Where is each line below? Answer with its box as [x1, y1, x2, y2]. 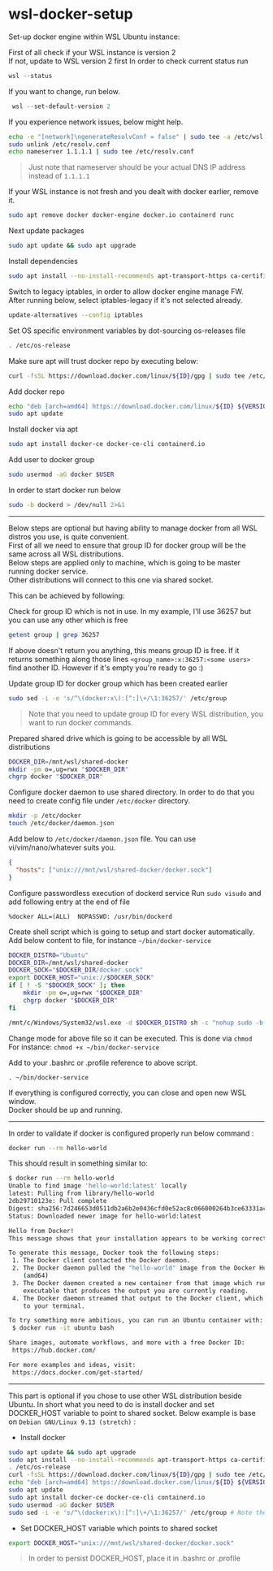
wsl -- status [8, 71, 53, 80]
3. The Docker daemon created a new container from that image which [11, 1279, 253, 1288]
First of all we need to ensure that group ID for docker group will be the [8, 540, 246, 550]
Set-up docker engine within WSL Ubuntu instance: [8, 32, 180, 41]
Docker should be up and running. [8, 1105, 123, 1114]
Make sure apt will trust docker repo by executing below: [8, 356, 199, 366]
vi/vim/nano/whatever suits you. [8, 842, 116, 853]
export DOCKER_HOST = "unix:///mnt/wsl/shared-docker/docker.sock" [8, 1539, 234, 1547]
